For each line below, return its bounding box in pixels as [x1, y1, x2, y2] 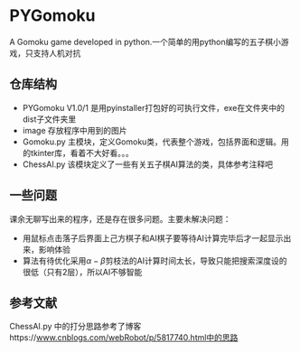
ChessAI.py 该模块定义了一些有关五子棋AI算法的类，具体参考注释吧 [22, 159, 274, 170]
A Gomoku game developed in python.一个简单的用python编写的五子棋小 [9, 36, 282, 47]
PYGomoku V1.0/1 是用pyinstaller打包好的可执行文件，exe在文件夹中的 [22, 102, 285, 113]
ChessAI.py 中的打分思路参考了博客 [9, 321, 142, 332]
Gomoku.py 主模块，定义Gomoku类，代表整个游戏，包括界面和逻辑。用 [22, 136, 289, 147]
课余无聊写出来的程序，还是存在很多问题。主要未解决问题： [9, 213, 231, 224]
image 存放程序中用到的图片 [22, 125, 127, 135]
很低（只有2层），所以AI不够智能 [22, 266, 143, 277]
